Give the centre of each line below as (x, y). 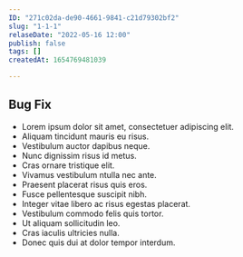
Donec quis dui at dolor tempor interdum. (98, 242)
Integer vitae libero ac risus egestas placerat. (106, 203)
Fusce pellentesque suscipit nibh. (84, 194)
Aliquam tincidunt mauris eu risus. (85, 136)
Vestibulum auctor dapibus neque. (86, 145)
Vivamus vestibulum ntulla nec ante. (89, 174)
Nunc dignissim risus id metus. (79, 155)
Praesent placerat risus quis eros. (84, 184)
